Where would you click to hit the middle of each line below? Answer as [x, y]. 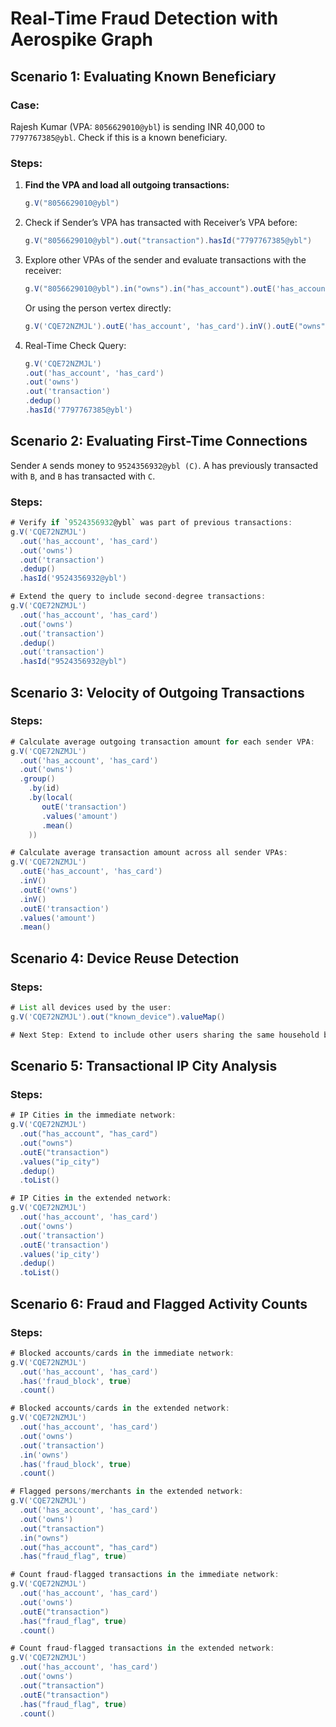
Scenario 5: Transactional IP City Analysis [144, 1066]
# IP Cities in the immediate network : [93, 1115]
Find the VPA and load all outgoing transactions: [127, 185]
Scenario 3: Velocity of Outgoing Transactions [157, 692]
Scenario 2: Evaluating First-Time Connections [159, 441]
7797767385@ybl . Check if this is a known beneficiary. [119, 137]
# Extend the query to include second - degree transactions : [138, 597]
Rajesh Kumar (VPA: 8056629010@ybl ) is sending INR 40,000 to [138, 126]
